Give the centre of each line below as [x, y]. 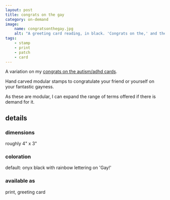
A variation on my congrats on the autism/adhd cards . [61, 72]
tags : [11, 39]
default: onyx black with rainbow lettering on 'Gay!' [58, 168]
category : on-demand [27, 19]
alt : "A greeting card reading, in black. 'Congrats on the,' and [86, 34]
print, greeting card [25, 192]
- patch [22, 52]
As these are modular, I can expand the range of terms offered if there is [80, 96]
